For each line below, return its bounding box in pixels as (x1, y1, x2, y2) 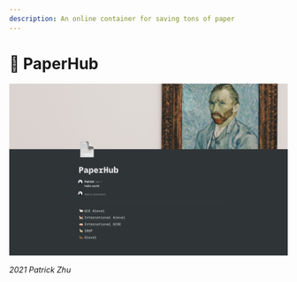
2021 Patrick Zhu (9, 264, 72, 275)
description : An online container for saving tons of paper (9, 14, 236, 23)
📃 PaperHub (9, 53, 99, 74)
